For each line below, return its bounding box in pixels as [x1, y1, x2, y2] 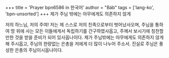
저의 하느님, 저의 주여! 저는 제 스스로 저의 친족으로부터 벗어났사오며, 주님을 [5, 22, 154, 27]
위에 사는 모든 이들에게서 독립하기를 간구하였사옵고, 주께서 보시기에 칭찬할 [16, 28, 164, 34]
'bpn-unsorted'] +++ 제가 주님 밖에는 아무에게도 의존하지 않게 [5, 11, 131, 17]
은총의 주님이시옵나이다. [14, 47, 63, 53]
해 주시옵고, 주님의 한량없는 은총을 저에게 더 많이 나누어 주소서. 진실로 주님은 [5, 41, 158, 47]
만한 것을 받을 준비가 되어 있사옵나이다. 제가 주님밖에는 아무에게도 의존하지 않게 [5, 35, 164, 40]
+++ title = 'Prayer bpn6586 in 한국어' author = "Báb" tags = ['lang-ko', [5, 5, 155, 10]
